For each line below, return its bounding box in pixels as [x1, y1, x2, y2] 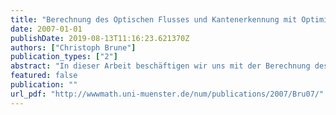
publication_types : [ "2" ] [10, 52, 118, 62]
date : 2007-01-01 [10, 24, 83, 34]
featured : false [10, 71, 78, 81]
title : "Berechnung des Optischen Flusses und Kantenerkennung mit [10, 14, 298, 25]
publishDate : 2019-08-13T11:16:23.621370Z [10, 33, 190, 43]
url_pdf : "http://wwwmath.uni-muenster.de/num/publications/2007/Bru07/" [10, 89, 325, 99]
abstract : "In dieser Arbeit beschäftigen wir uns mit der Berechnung [10, 61, 311, 71]
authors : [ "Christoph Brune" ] [10, 42, 137, 53]
